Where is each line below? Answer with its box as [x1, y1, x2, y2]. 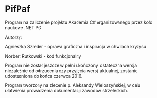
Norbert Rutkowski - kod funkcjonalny [5, 53, 81, 59]
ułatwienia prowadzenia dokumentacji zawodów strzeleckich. [5, 87, 128, 93]
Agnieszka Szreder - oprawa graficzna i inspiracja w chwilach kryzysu [5, 43, 147, 49]
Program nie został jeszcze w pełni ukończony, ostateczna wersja [5, 62, 137, 68]
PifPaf [5, 3, 31, 15]
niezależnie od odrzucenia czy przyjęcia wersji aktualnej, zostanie [5, 67, 138, 74]
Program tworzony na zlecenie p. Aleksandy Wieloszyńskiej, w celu [5, 82, 141, 88]
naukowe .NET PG [5, 24, 41, 30]
